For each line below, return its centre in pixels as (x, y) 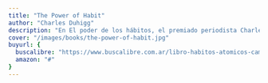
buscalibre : (35, 52)
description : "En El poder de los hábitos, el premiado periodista (123, 30)
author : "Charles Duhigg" (51, 23)
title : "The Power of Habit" (57, 15)
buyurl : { (25, 45)
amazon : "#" (35, 60)
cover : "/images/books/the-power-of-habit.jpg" (89, 38)
